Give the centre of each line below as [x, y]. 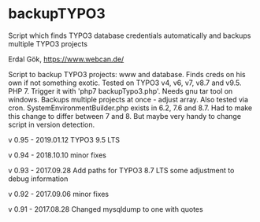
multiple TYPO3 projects [48, 43]
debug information [38, 179]
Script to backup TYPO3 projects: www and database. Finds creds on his [127, 74]
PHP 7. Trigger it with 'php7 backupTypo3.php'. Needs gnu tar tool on [121, 91]
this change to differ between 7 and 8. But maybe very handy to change [125, 116]
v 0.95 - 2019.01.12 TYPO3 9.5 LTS [64, 139]
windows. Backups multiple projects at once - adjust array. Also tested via [128, 99]
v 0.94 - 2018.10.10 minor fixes [57, 155]
